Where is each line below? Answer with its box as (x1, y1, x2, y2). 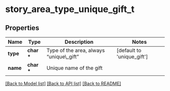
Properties (5, 24, 39, 32)
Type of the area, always (46, 47, 105, 54)
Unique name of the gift (46, 64, 103, 71)
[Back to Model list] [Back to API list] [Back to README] (5, 80, 121, 86)
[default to (116, 47, 142, 54)
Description (65, 39, 94, 45)
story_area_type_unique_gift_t (5, 4, 135, 15)
